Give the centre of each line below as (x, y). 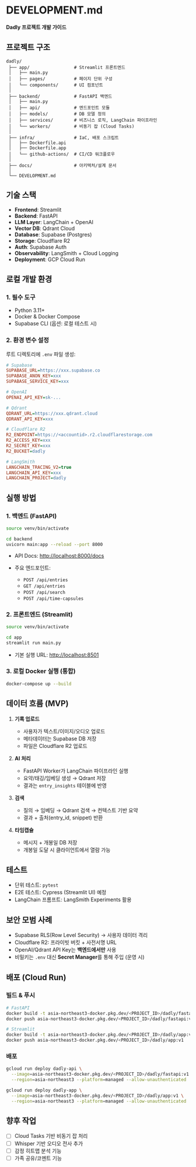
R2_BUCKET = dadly (26, 451)
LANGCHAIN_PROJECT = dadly (36, 478)
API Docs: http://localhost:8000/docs (59, 555)
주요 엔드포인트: (32, 568)
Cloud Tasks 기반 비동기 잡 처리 (51, 1136)
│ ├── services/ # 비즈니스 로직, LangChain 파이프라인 (83, 120)
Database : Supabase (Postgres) (53, 234)
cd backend (19, 539)
